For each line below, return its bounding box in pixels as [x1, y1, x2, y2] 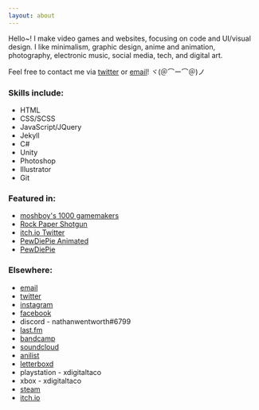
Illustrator [19, 164, 52, 174]
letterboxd [19, 359, 54, 369]
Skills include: [8, 87, 64, 98]
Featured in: [8, 193, 56, 204]
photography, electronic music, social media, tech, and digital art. [8, 50, 223, 60]
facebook [19, 308, 52, 318]
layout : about [8, 11, 56, 20]
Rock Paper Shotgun [19, 220, 88, 229]
